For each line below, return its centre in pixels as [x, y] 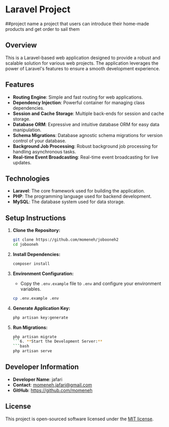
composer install [31, 264]
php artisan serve [32, 351]
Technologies [28, 178]
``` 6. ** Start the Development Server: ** [58, 342]
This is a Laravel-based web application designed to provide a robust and [83, 57]
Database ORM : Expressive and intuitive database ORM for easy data [86, 124]
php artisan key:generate [40, 317]
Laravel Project [38, 9]
